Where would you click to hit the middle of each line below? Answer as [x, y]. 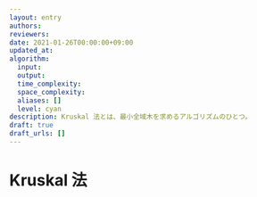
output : [32, 76]
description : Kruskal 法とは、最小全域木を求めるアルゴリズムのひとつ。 [131, 117]
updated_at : [31, 51]
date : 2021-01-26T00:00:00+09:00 [71, 42]
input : [29, 68]
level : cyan [40, 109]
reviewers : [29, 34]
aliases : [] [40, 100]
